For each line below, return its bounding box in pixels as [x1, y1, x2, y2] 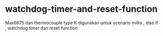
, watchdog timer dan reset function [5, 25, 78, 31]
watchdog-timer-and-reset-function [5, 3, 158, 15]
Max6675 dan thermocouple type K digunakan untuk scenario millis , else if [5, 20, 159, 26]
